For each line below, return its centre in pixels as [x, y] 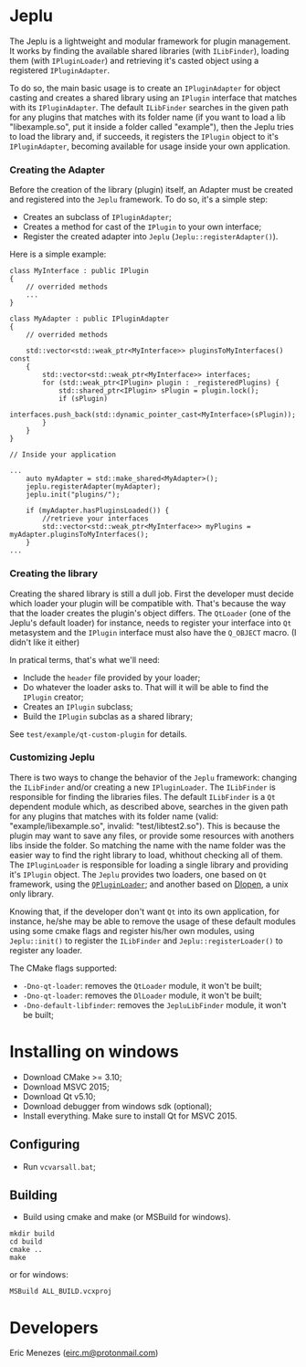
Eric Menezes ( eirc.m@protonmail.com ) [84, 1353]
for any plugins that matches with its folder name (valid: [114, 816]
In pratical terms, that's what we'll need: [84, 659]
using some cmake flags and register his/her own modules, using [132, 931]
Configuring [45, 1145]
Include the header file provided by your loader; [111, 678]
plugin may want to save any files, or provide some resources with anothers [152, 836]
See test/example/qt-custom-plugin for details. [98, 734]
